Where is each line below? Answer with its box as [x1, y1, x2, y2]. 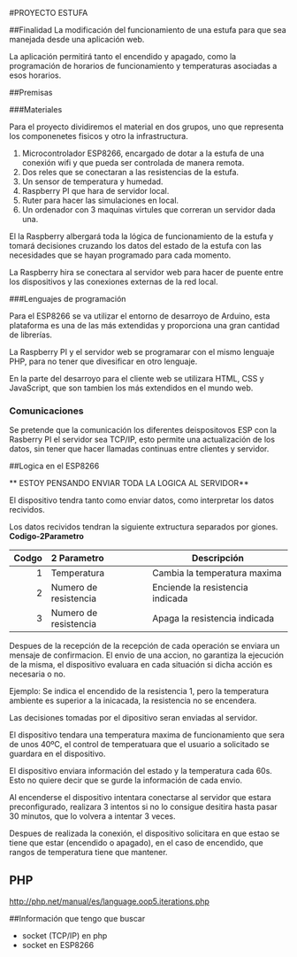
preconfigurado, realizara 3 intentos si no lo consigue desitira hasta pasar [9, 801, 278, 813]
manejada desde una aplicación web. [9, 35, 145, 44]
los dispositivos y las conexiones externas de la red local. [9, 276, 218, 287]
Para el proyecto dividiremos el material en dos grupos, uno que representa [9, 121, 285, 132]
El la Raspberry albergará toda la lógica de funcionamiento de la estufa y [9, 231, 274, 242]
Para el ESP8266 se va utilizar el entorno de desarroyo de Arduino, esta [9, 311, 270, 321]
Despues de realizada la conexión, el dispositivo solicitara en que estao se [9, 828, 280, 839]
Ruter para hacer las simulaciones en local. [21, 195, 179, 205]
